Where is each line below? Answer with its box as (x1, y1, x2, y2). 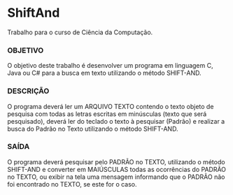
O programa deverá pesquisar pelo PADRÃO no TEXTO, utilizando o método (7, 157, 225, 166)
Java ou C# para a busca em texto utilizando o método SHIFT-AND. (7, 68, 202, 78)
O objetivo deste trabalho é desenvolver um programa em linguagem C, (7, 62, 213, 70)
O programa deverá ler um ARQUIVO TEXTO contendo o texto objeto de (7, 102, 214, 110)
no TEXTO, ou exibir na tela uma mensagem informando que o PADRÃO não (7, 173, 225, 181)
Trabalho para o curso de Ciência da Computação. (7, 28, 153, 36)
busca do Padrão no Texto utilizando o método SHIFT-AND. (7, 124, 178, 133)
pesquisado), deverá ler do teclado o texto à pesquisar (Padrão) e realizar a (7, 117, 225, 125)
